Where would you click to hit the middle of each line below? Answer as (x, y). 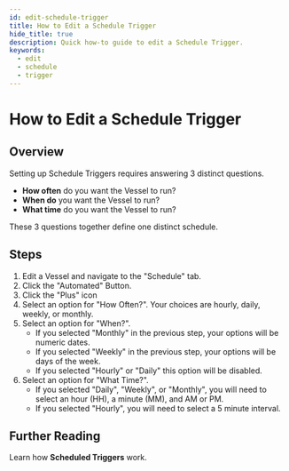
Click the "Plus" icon (59, 295)
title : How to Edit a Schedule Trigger (83, 26)
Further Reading (55, 436)
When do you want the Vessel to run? (91, 200)
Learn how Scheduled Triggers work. (78, 458)
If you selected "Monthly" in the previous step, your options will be (157, 332)
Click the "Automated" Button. (77, 285)
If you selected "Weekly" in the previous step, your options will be (156, 351)
